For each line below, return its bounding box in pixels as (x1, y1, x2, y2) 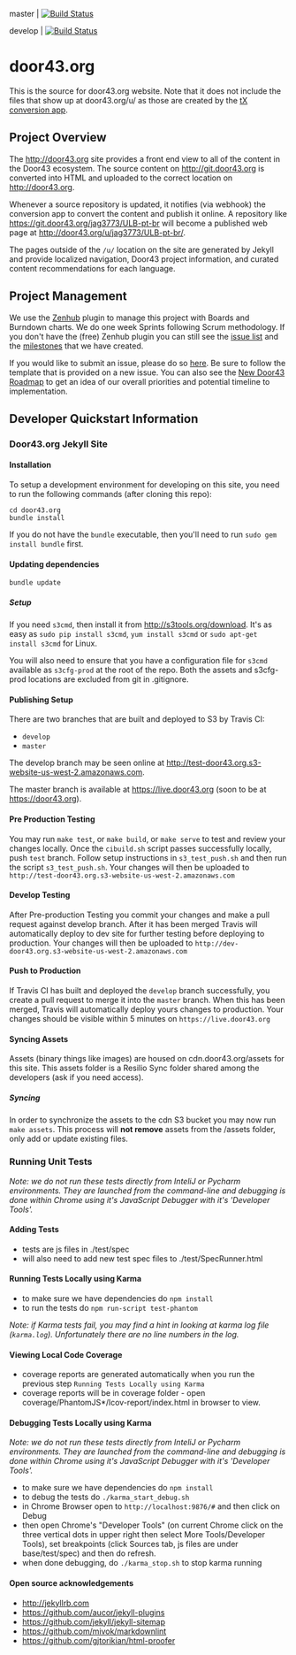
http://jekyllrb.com (21, 1598, 90, 1608)
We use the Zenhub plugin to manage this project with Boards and (9, 312, 250, 323)
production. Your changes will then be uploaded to (9, 938, 194, 948)
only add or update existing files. (9, 1133, 128, 1145)
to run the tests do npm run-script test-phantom (21, 1302, 199, 1313)
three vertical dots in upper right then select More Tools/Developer (21, 1529, 265, 1540)
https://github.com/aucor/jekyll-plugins (21, 1606, 165, 1618)
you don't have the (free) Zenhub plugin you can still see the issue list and (9, 331, 279, 341)
